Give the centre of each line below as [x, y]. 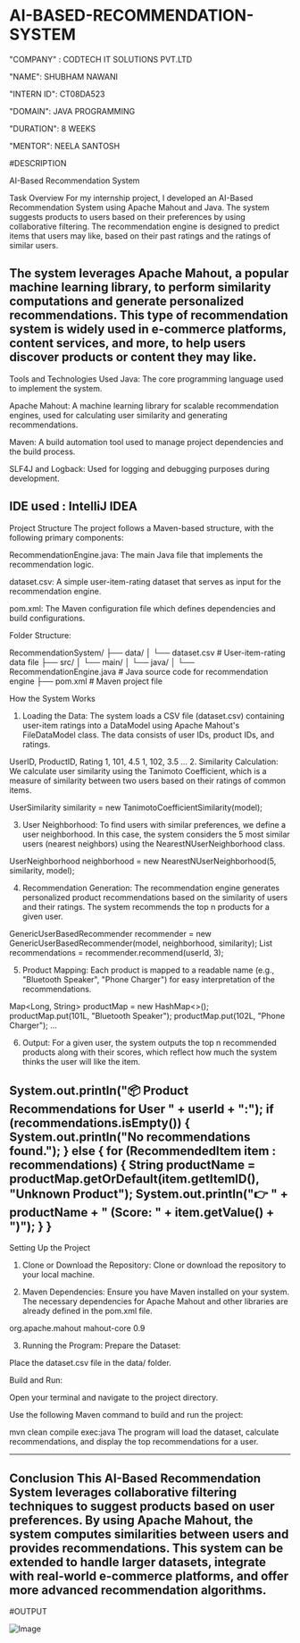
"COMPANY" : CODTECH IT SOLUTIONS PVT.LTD [101, 59]
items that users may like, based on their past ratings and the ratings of [140, 236]
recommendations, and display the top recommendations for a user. [134, 1442]
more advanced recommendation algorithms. [138, 1590]
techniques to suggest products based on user [142, 1506]
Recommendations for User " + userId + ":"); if [142, 1109]
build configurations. [47, 618]
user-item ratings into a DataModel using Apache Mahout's [131, 725]
